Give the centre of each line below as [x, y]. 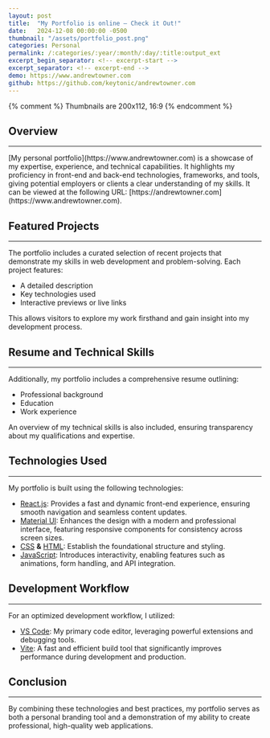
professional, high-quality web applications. [81, 726]
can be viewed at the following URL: [68, 192]
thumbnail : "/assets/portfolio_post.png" [79, 38]
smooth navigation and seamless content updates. [103, 512]
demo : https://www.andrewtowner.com [70, 76]
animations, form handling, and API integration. [98, 563]
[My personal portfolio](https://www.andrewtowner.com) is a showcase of [131, 158]
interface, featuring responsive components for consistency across [131, 529]
